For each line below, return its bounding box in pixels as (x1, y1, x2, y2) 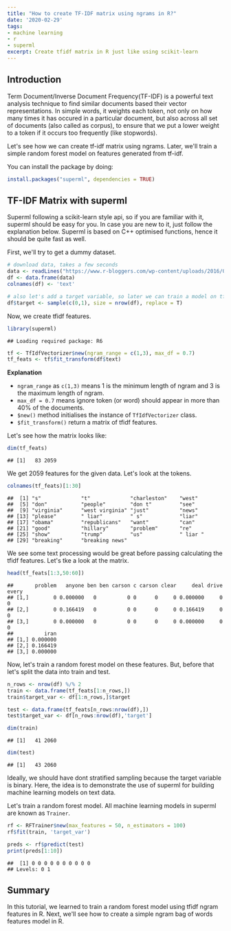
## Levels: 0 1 (7, 866, 51, 873)
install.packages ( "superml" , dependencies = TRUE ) (7, 176, 155, 183)
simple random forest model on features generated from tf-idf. (7, 149, 184, 157)
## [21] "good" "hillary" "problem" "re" (7, 525, 192, 532)
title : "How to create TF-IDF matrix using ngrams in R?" (7, 10, 177, 17)
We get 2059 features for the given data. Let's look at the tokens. (7, 469, 192, 478)
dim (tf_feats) (7, 445, 48, 452)
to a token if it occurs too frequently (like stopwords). (7, 128, 158, 137)
